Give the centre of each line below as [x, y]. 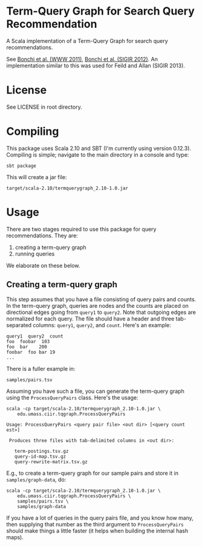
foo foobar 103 [28, 341]
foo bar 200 [27, 347]
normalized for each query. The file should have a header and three [90, 318]
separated [19, 325]
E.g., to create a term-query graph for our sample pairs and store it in [92, 473]
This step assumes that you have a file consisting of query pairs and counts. [101, 299]
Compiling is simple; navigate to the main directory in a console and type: [98, 155]
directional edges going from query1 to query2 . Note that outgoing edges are [101, 312]
